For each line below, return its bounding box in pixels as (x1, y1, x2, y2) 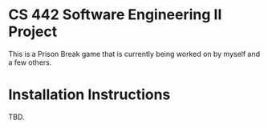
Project (8, 22, 58, 41)
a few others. (8, 58, 52, 67)
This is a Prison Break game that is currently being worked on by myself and (8, 49, 261, 58)
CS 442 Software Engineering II (8, 6, 222, 24)
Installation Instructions (8, 86, 171, 104)
